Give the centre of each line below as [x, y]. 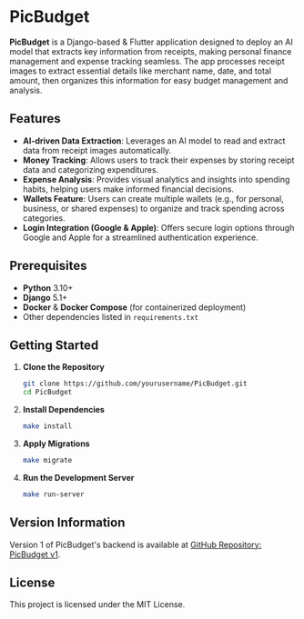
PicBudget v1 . [35, 554]
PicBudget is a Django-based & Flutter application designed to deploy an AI [151, 42]
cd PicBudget [47, 393]
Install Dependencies [63, 410]
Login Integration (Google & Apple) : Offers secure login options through [158, 227]
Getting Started [54, 345]
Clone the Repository [63, 367]
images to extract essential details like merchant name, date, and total [140, 71]
